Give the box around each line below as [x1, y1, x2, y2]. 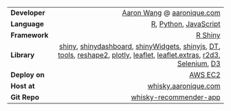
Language [10, 19, 45, 28]
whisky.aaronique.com [147, 81, 221, 90]
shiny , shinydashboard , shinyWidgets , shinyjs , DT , [59, 41, 221, 51]
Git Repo [10, 92, 40, 102]
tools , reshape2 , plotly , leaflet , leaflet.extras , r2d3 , [58, 50, 221, 59]
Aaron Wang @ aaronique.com [122, 8, 221, 17]
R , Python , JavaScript [151, 19, 221, 28]
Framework [10, 30, 49, 40]
